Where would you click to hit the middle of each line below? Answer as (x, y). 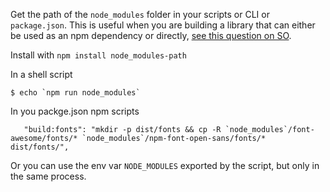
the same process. (48, 176)
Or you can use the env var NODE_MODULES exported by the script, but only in (165, 165)
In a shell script (41, 74)
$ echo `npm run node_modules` (75, 93)
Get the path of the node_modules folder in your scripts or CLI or (140, 14)
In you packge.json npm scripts (75, 111)
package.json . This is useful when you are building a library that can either (163, 25)
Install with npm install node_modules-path (98, 55)
